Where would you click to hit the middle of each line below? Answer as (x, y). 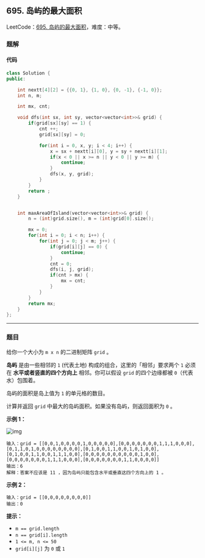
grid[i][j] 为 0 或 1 (40, 548)
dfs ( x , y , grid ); (72, 174)
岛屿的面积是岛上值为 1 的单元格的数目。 (57, 393)
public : (16, 79)
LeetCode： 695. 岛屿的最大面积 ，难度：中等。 (65, 27)
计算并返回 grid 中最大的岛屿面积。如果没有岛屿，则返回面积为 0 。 (91, 406)
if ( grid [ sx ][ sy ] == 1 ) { (60, 123)
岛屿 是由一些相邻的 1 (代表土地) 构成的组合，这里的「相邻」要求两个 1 (95, 364)
